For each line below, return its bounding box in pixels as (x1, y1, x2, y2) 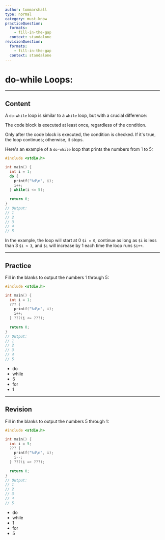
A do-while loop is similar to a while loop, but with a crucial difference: (5, 112, 147, 118)
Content (5, 99, 31, 108)
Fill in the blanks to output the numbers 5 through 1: (5, 418, 109, 424)
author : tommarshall (5, 7, 48, 12)
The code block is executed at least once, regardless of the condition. (5, 122, 146, 128)
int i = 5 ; (9, 441, 32, 446)
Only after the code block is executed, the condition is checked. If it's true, (5, 132, 156, 137)
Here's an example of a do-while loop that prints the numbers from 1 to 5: (5, 146, 153, 152)
